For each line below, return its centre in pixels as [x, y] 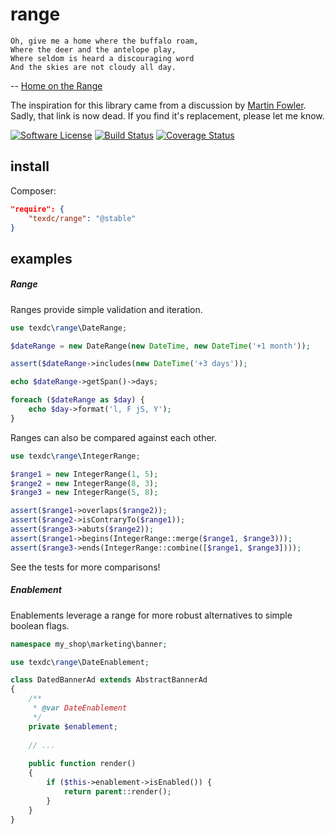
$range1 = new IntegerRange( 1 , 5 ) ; [84, 474]
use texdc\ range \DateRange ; [69, 328]
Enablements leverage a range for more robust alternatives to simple [151, 615]
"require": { [37, 209]
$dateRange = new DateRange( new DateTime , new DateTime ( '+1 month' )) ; [160, 346]
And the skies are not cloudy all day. [93, 67]
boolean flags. [40, 625]
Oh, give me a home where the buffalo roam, [104, 41]
